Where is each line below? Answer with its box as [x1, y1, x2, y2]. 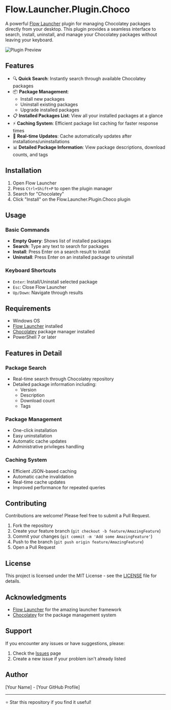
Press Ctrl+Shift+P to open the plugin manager [12, 185, 113, 191]
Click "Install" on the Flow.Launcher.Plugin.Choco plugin [12, 196, 131, 202]
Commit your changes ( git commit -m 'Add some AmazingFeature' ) [12, 533, 153, 540]
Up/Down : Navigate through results [12, 289, 83, 295]
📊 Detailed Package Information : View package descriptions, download [12, 144, 165, 150]
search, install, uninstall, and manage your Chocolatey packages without [5, 31, 157, 37]
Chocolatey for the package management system [12, 612, 117, 618]
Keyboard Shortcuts [5, 267, 56, 274]
